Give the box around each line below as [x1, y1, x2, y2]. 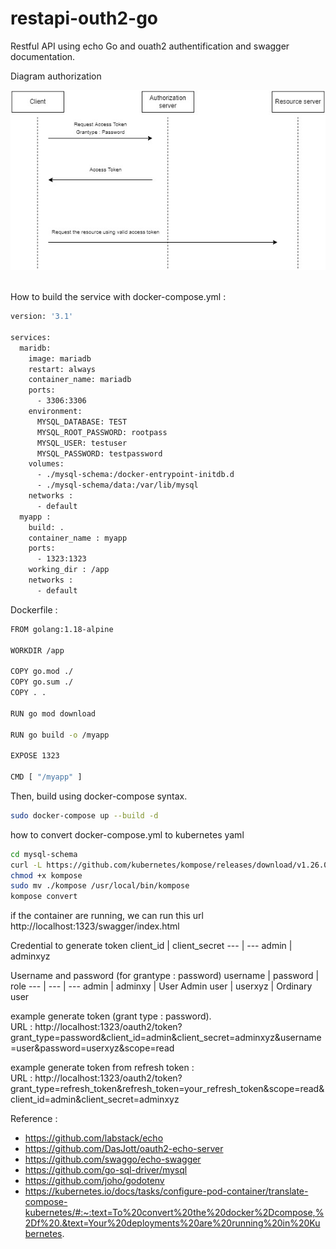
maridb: [19, 343, 52, 353]
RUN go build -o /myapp [10, 730, 110, 740]
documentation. [10, 50, 76, 62]
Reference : [10, 1113, 58, 1125]
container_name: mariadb [28, 375, 132, 385]
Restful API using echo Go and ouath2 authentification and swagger [10, 40, 290, 52]
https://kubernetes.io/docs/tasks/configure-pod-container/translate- [24, 1185, 309, 1197]
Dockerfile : [10, 603, 58, 616]
